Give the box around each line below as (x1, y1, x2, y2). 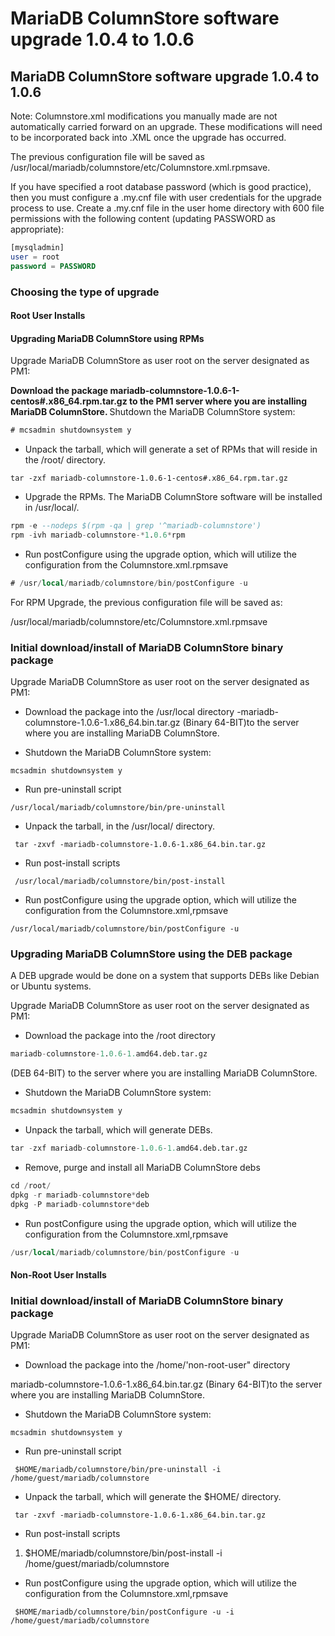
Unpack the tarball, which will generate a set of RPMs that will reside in (24, 443, 318, 456)
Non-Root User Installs (10, 1269, 107, 1281)
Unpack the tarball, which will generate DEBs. (24, 1124, 213, 1136)
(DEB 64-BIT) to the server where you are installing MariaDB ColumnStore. (10, 1067, 318, 1079)
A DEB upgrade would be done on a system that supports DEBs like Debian (10, 970, 320, 982)
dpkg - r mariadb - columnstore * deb (10, 1190, 150, 1200)
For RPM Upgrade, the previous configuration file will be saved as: (10, 596, 283, 608)
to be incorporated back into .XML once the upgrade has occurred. (10, 132, 287, 143)
